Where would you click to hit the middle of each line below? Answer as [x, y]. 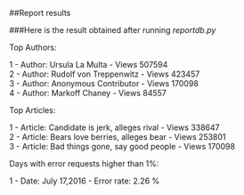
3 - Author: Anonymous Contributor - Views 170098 [104, 83]
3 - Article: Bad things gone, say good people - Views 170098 [122, 146]
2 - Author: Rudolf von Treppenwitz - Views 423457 [105, 74]
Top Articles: [33, 110]
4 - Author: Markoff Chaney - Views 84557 [88, 93]
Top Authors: [33, 47]
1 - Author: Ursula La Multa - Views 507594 [89, 65]
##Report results [40, 13]
